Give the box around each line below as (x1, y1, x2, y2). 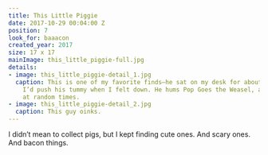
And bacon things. (8, 138, 69, 147)
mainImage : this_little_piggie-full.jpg (8, 56, 145, 64)
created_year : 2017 (8, 41, 73, 49)
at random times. (22, 93, 81, 101)
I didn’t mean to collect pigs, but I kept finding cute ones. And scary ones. (8, 130, 251, 139)
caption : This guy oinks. (15, 108, 102, 116)
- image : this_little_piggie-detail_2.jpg (8, 100, 152, 108)
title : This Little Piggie (8, 11, 98, 20)
